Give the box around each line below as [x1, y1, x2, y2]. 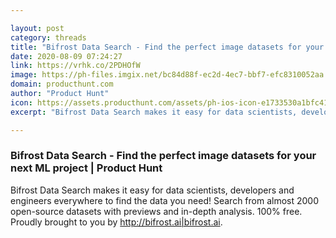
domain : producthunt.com [10, 79, 114, 90]
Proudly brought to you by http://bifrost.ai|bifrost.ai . [10, 216, 223, 228]
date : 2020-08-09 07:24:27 [10, 51, 123, 61]
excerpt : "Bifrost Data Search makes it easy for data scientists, [10, 107, 298, 117]
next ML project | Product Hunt [10, 161, 163, 175]
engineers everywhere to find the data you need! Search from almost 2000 [10, 194, 320, 206]
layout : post [10, 23, 65, 33]
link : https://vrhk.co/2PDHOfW [10, 61, 141, 71]
